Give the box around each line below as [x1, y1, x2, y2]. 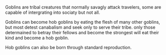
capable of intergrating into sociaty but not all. [5, 9, 100, 15]
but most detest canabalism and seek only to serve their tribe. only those [5, 24, 156, 30]
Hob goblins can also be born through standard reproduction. [5, 45, 132, 50]
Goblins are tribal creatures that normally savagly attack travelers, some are [5, 4, 161, 10]
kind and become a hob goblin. [5, 35, 69, 41]
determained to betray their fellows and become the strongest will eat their [5, 30, 159, 35]
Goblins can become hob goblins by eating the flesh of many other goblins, [5, 19, 160, 25]
